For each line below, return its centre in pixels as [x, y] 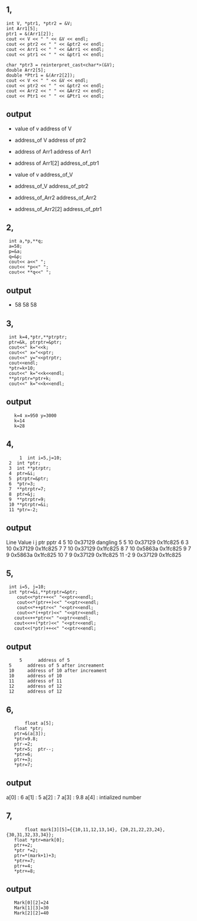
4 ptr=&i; [22, 473]
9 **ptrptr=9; [27, 499]
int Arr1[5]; [22, 28]
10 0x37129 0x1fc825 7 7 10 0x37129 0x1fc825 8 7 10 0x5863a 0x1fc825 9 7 [98, 549]
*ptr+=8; [25, 871]
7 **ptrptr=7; [27, 489]
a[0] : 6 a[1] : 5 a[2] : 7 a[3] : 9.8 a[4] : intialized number [74, 797]
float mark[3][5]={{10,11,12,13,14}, [71, 830]
